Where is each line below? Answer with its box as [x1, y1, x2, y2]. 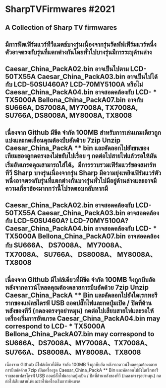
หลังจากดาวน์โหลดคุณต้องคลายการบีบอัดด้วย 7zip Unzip [5, 283, 149, 292]
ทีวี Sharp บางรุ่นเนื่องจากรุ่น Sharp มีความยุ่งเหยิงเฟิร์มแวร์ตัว [5, 168, 162, 177]
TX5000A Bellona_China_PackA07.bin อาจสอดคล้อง [5, 232, 160, 240]
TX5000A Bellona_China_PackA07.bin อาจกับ [5, 96, 144, 104]
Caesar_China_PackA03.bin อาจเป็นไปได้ [37, 73, 158, 81]
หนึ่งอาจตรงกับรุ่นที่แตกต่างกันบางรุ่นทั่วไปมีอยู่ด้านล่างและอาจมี [5, 176, 157, 185]
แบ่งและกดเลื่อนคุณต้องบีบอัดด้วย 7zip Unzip [5, 136, 121, 145]
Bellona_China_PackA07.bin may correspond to [5, 329, 155, 338]
